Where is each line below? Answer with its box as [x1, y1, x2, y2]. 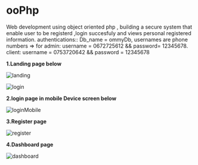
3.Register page [6, 117, 47, 125]
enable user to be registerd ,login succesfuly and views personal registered [6, 29, 192, 36]
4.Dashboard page [6, 141, 54, 148]
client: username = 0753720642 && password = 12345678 [6, 48, 150, 55]
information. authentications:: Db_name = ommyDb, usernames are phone [6, 36, 188, 43]
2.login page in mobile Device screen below [6, 95, 117, 102]
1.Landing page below [6, 60, 61, 67]
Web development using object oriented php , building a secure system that [6, 23, 193, 30]
